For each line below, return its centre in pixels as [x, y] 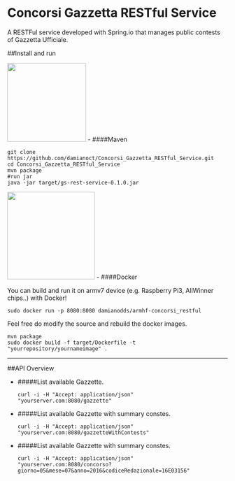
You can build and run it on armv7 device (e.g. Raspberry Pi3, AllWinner [111, 290]
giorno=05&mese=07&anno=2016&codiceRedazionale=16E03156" [104, 471]
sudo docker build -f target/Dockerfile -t [72, 343]
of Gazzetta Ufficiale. [38, 39]
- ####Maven [107, 139]
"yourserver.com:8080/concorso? [64, 464]
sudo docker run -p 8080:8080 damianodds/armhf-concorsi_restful [104, 310]
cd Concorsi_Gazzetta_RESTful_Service [64, 164]
